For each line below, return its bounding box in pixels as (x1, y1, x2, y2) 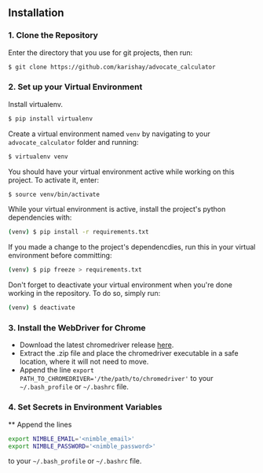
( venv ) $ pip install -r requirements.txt (8, 228, 149, 236)
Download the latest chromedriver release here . (19, 340, 174, 349)
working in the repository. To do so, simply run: (8, 289, 161, 298)
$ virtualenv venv (8, 153, 68, 161)
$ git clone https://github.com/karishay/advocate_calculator (8, 63, 216, 71)
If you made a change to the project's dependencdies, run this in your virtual (8, 242, 256, 252)
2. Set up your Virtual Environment (8, 82, 143, 93)
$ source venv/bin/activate (8, 190, 100, 198)
